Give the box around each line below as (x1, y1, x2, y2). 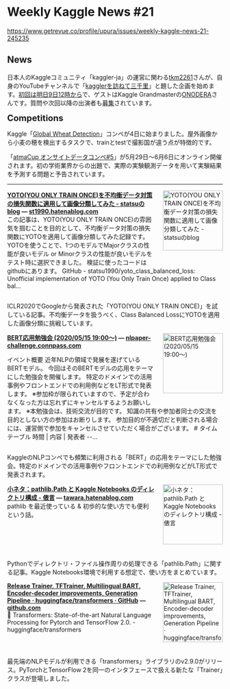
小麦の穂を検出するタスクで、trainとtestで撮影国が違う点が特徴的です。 (12, 138, 216, 146)
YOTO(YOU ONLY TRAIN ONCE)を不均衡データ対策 (7, 191, 153, 199)
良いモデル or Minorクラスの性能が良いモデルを (18, 250, 153, 258)
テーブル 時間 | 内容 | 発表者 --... (7, 433, 98, 441)
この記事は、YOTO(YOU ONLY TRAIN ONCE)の (7, 215, 140, 223)
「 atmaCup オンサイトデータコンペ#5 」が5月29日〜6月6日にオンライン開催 (7, 152, 222, 161)
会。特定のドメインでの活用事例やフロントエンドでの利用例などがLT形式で (7, 461, 218, 470)
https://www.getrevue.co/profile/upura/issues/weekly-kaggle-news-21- (7, 27, 209, 35)
